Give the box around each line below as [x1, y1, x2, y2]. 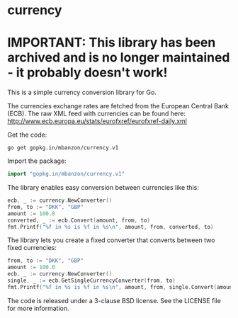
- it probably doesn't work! [7, 64, 168, 81]
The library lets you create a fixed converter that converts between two [7, 236, 215, 244]
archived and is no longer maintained [7, 50, 230, 66]
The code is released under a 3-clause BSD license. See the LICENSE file [7, 296, 221, 305]
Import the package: [7, 157, 67, 165]
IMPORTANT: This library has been [7, 35, 216, 51]
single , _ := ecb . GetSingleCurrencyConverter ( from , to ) [7, 277, 176, 284]
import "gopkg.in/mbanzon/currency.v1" [7, 171, 125, 178]
